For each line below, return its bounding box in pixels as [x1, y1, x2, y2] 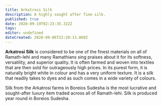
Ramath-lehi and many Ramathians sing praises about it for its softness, [5, 54, 153, 60]
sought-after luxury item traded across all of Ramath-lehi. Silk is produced [5, 90, 158, 96]
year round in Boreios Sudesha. [5, 95, 70, 101]
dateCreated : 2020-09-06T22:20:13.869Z [5, 35, 88, 40]
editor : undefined [5, 30, 43, 35]
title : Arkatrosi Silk [5, 7, 52, 12]
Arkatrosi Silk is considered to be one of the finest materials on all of [5, 48, 147, 55]
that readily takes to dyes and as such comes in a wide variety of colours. [5, 75, 157, 81]
